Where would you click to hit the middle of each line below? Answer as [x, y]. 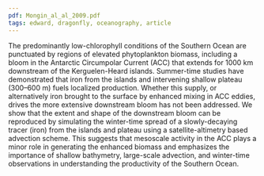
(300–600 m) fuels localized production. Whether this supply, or [113, 87]
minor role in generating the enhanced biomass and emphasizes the [119, 147]
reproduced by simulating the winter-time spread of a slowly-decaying [123, 121]
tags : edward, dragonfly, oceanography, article [90, 23]
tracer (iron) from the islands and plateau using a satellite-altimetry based [128, 130]
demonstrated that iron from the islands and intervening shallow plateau [125, 79]
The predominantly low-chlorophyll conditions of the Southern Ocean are [127, 45]
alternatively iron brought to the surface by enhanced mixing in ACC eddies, [132, 96]
